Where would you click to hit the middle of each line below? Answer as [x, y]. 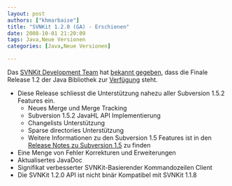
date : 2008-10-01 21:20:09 [46, 33]
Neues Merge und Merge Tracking [77, 108]
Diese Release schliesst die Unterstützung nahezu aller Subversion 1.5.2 [121, 93]
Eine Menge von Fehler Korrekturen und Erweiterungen [96, 152]
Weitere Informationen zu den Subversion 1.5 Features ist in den [119, 138]
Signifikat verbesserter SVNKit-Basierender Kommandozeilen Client [115, 167]
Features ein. [36, 101]
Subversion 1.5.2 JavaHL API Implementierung [94, 115]
